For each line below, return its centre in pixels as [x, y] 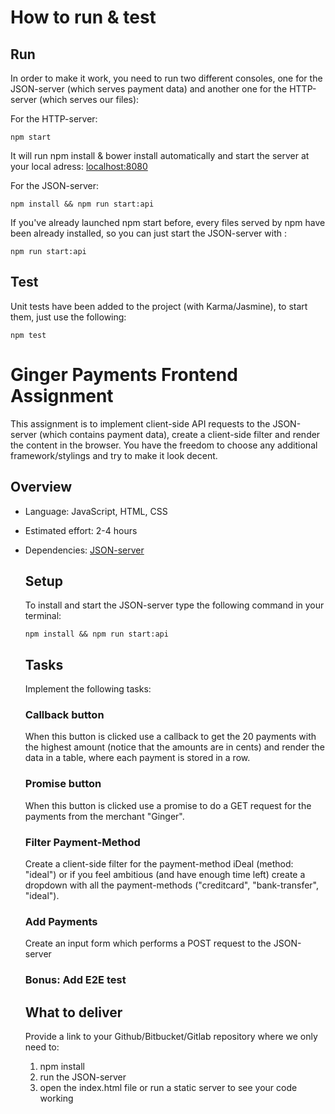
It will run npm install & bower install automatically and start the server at [160, 155]
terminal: [43, 616]
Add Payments [61, 921]
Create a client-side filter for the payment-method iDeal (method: [159, 864]
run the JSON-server [83, 1077]
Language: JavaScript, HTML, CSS [96, 511]
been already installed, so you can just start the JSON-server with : [148, 233]
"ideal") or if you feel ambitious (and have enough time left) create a [165, 875]
